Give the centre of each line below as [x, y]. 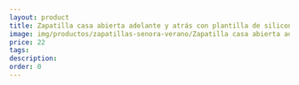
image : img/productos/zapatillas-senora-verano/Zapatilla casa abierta [145, 34]
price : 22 [28, 42]
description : [33, 58]
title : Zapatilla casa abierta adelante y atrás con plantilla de [135, 26]
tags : [19, 50]
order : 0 [25, 67]
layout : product [39, 17]
